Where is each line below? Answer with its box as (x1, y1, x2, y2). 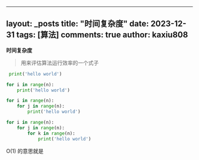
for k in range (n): (27, 130, 76, 136)
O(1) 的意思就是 (6, 147, 44, 154)
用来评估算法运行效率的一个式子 (20, 59, 99, 66)
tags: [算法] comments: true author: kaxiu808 (16, 30, 188, 40)
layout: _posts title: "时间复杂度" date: (6, 19, 149, 29)
